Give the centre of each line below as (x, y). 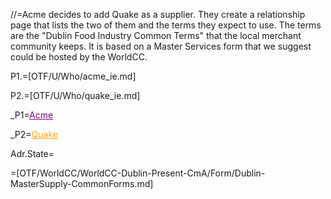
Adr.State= (32, 153)
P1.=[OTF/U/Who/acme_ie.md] (73, 76)
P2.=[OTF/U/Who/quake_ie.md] (75, 95)
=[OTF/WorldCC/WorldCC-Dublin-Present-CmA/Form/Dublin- (138, 173)
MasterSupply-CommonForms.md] (82, 183)
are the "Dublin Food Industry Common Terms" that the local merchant (156, 35)
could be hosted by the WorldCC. (79, 57)
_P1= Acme (32, 115)
